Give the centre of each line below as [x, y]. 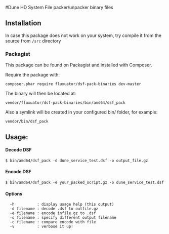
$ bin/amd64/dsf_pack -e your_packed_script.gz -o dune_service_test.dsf [85, 182]
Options [14, 193]
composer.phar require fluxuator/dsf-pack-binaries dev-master [73, 84]
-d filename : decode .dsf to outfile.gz [54, 209]
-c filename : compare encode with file [53, 222]
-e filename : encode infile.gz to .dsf [53, 213]
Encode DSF [18, 172]
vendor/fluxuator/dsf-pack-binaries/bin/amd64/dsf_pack [65, 103]
